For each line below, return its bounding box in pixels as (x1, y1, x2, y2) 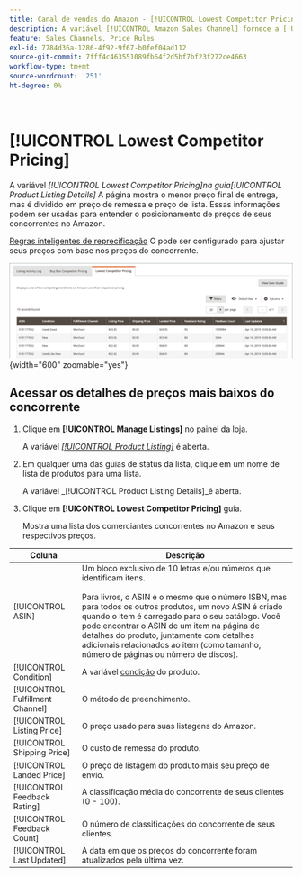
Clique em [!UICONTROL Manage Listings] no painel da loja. (22, 424, 249, 434)
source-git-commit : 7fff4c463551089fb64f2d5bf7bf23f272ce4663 (9, 52, 247, 62)
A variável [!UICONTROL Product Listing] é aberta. (22, 441, 209, 452)
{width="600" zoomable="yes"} (9, 359, 129, 370)
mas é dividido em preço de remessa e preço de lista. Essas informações (9, 198, 280, 209)
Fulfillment (13, 693, 52, 704)
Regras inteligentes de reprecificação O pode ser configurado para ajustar (9, 235, 285, 246)
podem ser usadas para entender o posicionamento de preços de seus (9, 208, 272, 219)
